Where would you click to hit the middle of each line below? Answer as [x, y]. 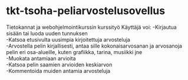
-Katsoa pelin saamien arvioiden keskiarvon [59, 64]
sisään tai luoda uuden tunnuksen [47, 33]
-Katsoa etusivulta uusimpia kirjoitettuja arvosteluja [68, 39]
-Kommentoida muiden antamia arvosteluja [58, 71]
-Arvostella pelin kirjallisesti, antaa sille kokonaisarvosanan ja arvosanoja [94, 46]
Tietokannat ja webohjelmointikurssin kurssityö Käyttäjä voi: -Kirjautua [91, 27]
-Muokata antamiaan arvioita [41, 58]
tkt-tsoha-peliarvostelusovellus [86, 11]
